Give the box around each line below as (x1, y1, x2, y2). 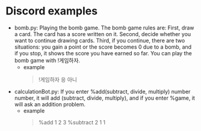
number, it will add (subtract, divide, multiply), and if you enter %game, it (14, 94, 195, 102)
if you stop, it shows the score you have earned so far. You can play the (14, 49, 192, 56)
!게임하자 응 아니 (38, 76, 78, 83)
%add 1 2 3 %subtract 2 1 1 (38, 118, 106, 126)
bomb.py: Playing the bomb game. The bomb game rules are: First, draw (14, 24, 194, 31)
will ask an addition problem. (14, 100, 85, 108)
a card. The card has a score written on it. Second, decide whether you (14, 30, 191, 37)
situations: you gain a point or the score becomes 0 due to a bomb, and (14, 43, 192, 50)
